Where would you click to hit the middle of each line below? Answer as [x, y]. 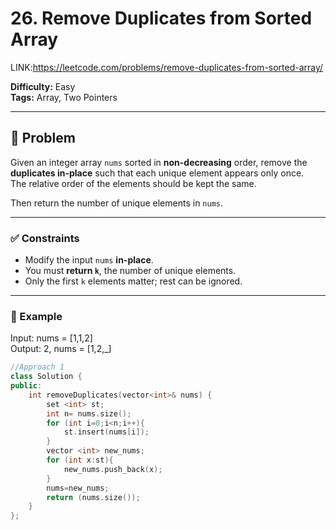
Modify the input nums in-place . [89, 260]
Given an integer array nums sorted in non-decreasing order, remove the [159, 162]
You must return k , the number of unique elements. [130, 271]
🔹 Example [36, 316]
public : [26, 386]
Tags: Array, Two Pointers [64, 97]
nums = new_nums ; [78, 488]
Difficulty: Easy [43, 86]
